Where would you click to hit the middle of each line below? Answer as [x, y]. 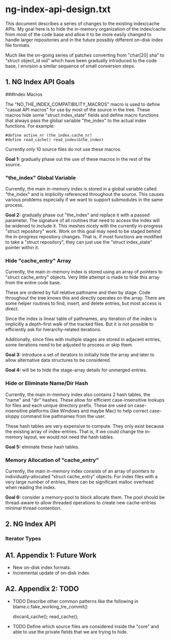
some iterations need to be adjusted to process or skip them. [69, 345]
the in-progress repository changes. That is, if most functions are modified [84, 237]
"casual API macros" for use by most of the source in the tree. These [78, 109]
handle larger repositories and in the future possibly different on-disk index [84, 40]
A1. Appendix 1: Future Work [51, 555]
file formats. [18, 45]
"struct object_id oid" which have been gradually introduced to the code [81, 60]
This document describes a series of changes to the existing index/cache [82, 23]
